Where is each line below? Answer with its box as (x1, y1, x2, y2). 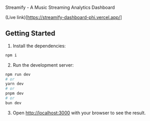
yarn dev (5, 82, 24, 87)
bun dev (5, 100, 22, 106)
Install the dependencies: (12, 43, 66, 49)
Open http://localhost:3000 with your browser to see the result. (12, 110, 146, 116)
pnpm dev (5, 91, 24, 96)
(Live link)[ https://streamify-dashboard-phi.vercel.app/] (5, 14, 122, 20)
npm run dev (5, 72, 31, 77)
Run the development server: (12, 62, 74, 68)
